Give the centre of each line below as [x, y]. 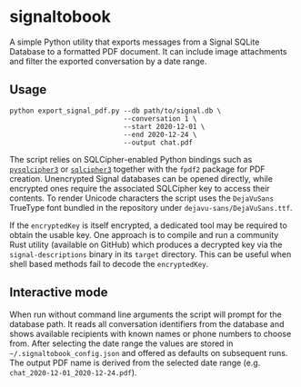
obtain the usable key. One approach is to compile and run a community [144, 234]
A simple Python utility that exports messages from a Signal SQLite [135, 42]
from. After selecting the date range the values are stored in [121, 343]
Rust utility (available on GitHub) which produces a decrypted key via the [146, 244]
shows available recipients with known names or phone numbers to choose [150, 333]
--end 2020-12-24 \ [160, 134]
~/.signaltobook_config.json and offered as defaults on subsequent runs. [149, 352]
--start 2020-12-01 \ [164, 126]
